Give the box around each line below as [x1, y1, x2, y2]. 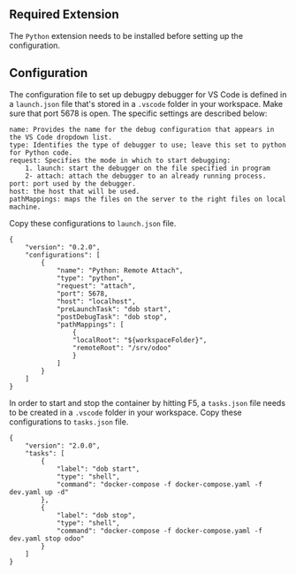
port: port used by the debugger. [9, 179, 137, 188]
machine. [9, 203, 42, 211]
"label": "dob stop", [56, 510, 137, 520]
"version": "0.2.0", [25, 242, 101, 251]
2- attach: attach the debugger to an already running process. [25, 172, 267, 180]
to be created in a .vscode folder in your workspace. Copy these [9, 407, 242, 417]
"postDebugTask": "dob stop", [56, 312, 168, 321]
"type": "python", [56, 273, 125, 282]
